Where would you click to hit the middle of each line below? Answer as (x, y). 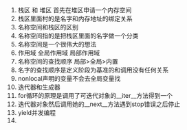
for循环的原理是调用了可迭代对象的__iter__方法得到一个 (95, 95)
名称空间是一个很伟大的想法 (57, 44)
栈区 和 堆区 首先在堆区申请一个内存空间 (75, 10)
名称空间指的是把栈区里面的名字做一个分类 (78, 36)
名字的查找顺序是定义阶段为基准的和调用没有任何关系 (93, 70)
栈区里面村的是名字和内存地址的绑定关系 (75, 18)
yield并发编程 (37, 113)
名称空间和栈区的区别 (48, 27)
